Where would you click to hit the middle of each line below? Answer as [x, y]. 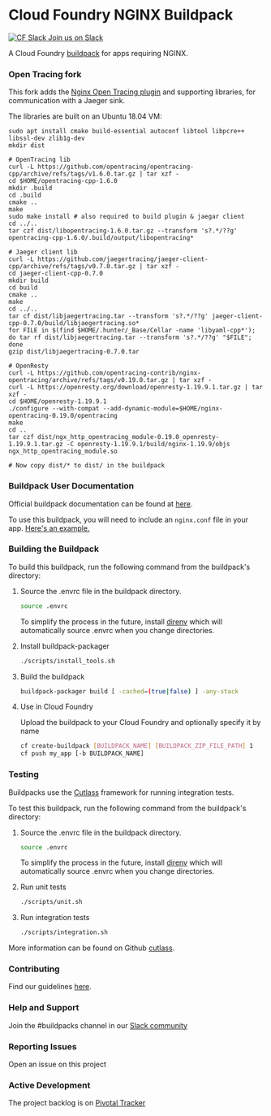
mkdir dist [27, 145]
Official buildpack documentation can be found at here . [101, 504]
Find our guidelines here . [50, 987]
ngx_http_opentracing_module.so [63, 452]
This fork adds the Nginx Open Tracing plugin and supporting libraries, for [132, 92]
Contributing [34, 969]
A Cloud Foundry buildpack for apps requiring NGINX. [98, 53]
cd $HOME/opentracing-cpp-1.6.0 [63, 181]
